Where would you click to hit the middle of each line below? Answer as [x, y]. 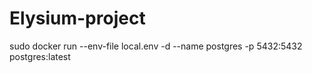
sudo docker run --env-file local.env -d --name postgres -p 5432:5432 [156, 46]
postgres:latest [40, 56]
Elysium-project [77, 18]
